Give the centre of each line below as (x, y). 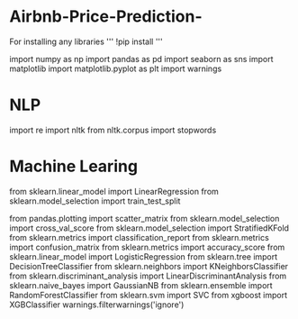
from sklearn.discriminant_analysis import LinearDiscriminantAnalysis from (148, 276)
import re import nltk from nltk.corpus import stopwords (113, 130)
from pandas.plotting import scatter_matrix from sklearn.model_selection (144, 218)
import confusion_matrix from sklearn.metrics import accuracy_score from (147, 247)
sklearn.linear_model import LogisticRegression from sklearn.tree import (144, 256)
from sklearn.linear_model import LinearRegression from (114, 191)
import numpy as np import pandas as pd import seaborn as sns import (141, 59)
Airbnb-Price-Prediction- (106, 17)
